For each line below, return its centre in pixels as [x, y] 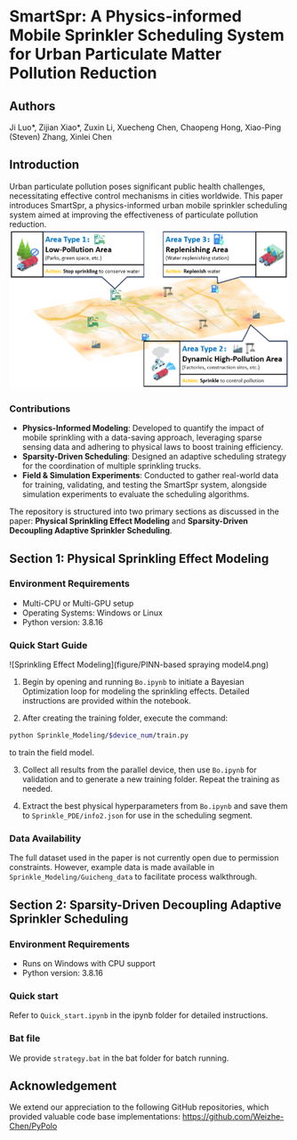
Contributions [40, 409]
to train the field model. [52, 753]
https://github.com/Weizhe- [233, 1117]
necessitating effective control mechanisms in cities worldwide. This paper [146, 195]
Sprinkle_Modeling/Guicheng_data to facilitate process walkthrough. [133, 877]
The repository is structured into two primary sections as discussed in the [144, 512]
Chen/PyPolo [33, 1126]
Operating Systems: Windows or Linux [92, 613]
